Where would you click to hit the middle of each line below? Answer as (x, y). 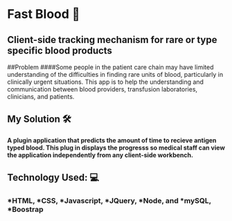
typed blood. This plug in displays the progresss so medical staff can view (116, 148)
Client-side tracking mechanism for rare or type (112, 40)
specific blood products (60, 50)
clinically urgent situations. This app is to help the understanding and (106, 82)
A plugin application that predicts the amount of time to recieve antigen (112, 140)
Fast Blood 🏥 (44, 14)
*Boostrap (25, 209)
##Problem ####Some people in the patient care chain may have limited (110, 67)
